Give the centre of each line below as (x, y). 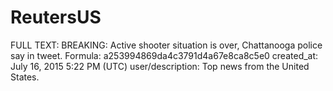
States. (25, 77)
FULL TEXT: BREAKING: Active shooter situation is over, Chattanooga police (166, 45)
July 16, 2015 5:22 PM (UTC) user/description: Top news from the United (160, 66)
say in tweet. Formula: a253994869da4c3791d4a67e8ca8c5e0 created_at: (164, 55)
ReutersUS (56, 17)
